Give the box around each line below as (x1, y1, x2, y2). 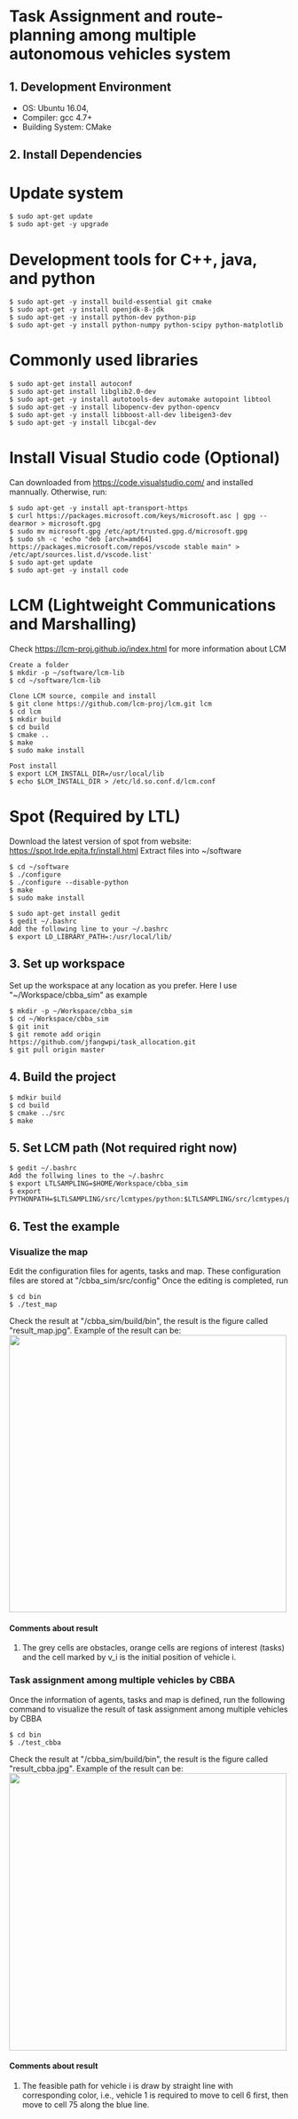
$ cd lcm (9, 707, 42, 716)
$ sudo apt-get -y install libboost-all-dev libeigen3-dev (9, 411, 232, 420)
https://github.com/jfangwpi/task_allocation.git (9, 1037, 197, 1046)
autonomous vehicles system (9, 44, 231, 64)
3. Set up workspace (9, 957, 126, 972)
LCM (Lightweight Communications (9, 595, 277, 616)
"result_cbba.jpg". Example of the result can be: (9, 1763, 184, 1774)
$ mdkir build (9, 1093, 62, 1102)
